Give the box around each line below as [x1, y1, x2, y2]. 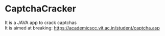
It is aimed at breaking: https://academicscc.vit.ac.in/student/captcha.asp [5, 24, 160, 30]
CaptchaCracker [5, 3, 76, 14]
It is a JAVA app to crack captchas [5, 19, 77, 25]
